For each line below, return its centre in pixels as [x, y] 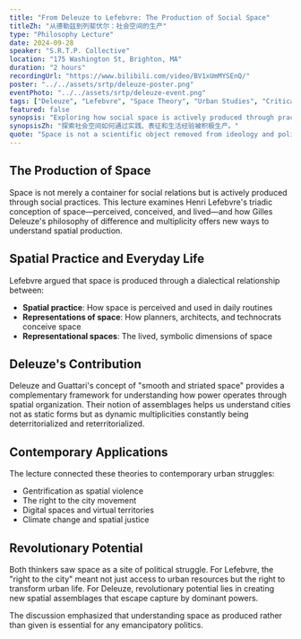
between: [27, 290]
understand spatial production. [66, 231]
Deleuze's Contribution [75, 364]
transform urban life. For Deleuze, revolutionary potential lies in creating [142, 588]
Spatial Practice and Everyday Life [107, 259]
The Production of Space [80, 171]
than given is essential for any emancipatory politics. [107, 625]
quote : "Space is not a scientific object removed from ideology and [142, 135]
